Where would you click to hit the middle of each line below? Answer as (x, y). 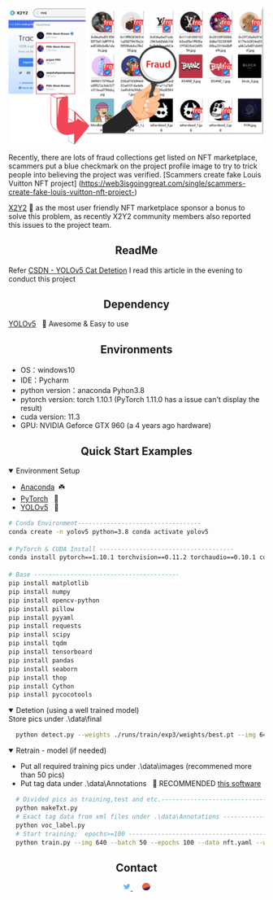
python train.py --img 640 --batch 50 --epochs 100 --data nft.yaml (134, 842)
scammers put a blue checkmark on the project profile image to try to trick (133, 166)
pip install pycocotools (50, 695)
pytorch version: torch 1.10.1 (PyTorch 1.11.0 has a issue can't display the (140, 400)
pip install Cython (41, 686)
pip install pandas (41, 660)
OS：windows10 (48, 370)
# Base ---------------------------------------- (94, 575)
